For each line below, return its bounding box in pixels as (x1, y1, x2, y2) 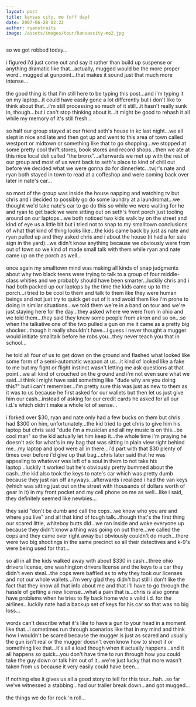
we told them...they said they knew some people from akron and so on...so (6, 314, 186, 321)
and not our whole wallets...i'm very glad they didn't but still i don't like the (6, 576, 185, 583)
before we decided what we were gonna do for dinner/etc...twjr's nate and (6, 165, 185, 172)
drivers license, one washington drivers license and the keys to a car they (6, 563, 184, 570)
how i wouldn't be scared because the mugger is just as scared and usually (6, 632, 188, 639)
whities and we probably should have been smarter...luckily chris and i (19, 277, 190, 284)
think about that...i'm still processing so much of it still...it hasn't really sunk (6, 103, 187, 110)
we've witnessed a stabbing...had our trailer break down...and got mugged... (6, 682, 190, 689)
